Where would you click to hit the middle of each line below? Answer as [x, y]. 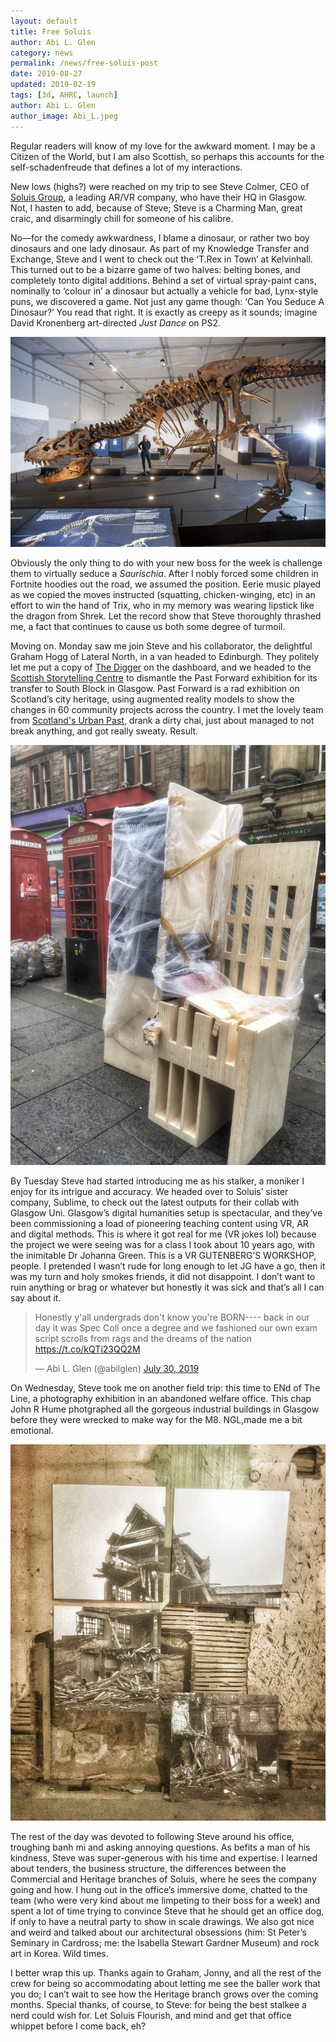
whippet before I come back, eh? [78, 2026]
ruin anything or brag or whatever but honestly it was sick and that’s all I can [167, 1287]
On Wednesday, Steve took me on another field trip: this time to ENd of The [165, 1387]
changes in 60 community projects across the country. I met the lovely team [167, 709]
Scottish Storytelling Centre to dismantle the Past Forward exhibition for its [164, 677]
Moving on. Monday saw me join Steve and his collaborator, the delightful [161, 646]
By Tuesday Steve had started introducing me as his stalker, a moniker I [157, 1181]
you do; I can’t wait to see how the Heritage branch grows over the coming [164, 1994]
